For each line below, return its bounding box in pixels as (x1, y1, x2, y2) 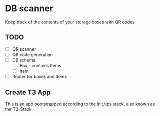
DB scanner (5, 3, 54, 14)
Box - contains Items (19, 62, 62, 68)
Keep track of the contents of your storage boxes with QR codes (5, 19, 135, 25)
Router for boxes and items (12, 74, 67, 79)
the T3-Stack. (5, 106, 33, 112)
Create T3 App (5, 88, 51, 97)
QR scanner (12, 46, 36, 52)
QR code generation (12, 52, 53, 58)
